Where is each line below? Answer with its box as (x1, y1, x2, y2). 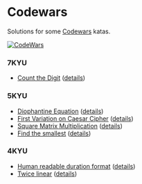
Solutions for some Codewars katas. (7, 27, 111, 35)
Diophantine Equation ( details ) (17, 107, 104, 115)
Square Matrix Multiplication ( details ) (17, 122, 123, 130)
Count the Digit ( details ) (17, 74, 85, 82)
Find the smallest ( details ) (17, 129, 91, 137)
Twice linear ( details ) (17, 169, 78, 178)
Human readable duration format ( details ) (17, 162, 136, 170)
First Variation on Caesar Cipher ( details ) (17, 114, 134, 122)
